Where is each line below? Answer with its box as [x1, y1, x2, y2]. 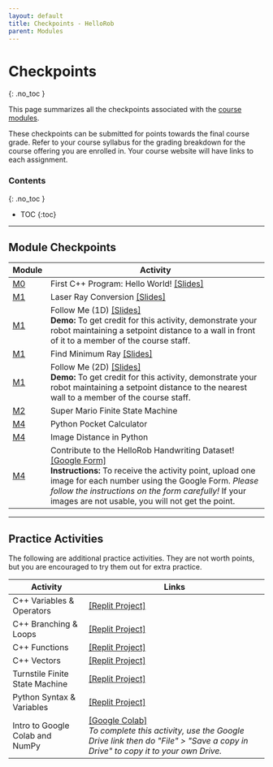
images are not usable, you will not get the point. [50, 496, 236, 507]
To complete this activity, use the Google [88, 725, 245, 736]
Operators [12, 605, 51, 617]
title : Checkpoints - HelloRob [8, 19, 115, 28]
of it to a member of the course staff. [50, 335, 191, 346]
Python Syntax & [12, 691, 76, 703]
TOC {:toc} [19, 209, 57, 219]
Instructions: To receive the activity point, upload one [50, 465, 256, 476]
